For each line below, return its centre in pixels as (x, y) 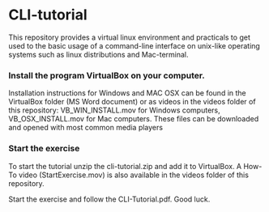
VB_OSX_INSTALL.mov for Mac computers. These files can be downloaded (134, 119)
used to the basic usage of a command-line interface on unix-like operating (134, 45)
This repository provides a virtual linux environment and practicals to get (130, 37)
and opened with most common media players (86, 128)
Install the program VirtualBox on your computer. (107, 75)
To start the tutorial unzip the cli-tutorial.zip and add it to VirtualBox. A (125, 166)
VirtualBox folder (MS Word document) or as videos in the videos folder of (132, 102)
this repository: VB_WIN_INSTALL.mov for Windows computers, (114, 110)
